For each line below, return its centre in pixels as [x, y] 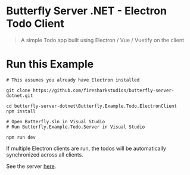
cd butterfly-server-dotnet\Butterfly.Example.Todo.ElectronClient [92, 106]
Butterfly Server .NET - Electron [86, 11]
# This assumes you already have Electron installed [73, 80]
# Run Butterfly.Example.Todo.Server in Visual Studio [76, 127]
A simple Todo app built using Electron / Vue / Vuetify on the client [102, 40]
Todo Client [35, 24]
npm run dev [21, 137]
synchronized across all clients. [45, 154]
